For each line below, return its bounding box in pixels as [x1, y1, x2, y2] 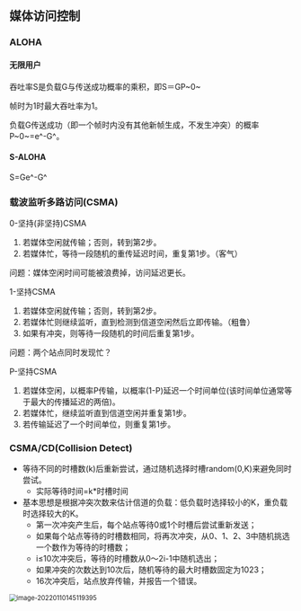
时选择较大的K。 [22, 509, 84, 519]
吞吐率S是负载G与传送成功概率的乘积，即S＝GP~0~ [9, 81, 201, 92]
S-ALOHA [9, 152, 47, 163]
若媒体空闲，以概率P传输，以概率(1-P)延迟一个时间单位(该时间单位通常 [22, 385, 285, 396]
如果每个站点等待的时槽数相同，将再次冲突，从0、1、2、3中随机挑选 [35, 531, 290, 542]
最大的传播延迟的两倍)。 [30, 396, 120, 407]
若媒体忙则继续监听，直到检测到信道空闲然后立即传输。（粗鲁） [22, 317, 255, 328]
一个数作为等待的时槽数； [35, 542, 131, 553]
